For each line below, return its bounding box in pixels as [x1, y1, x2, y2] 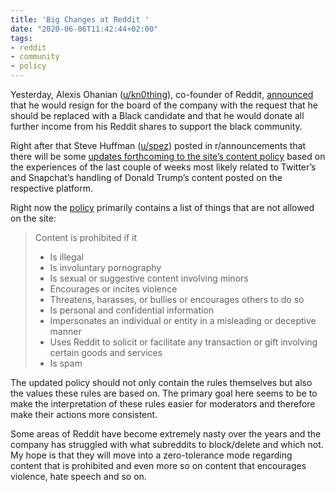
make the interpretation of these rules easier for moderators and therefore [10, 398, 316, 410]
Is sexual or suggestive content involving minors [49, 272, 249, 284]
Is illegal [49, 251, 84, 263]
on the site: [10, 212, 57, 224]
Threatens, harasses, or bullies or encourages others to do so [49, 294, 305, 305]
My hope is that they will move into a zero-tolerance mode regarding [10, 449, 293, 461]
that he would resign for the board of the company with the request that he [10, 99, 318, 111]
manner [49, 326, 82, 337]
